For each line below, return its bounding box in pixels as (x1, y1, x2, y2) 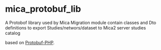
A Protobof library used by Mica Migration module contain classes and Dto (5, 20, 157, 25)
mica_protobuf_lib (5, 3, 81, 15)
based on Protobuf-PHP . (5, 39, 55, 45)
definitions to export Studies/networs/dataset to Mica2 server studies (5, 25, 146, 30)
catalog (5, 30, 21, 36)
